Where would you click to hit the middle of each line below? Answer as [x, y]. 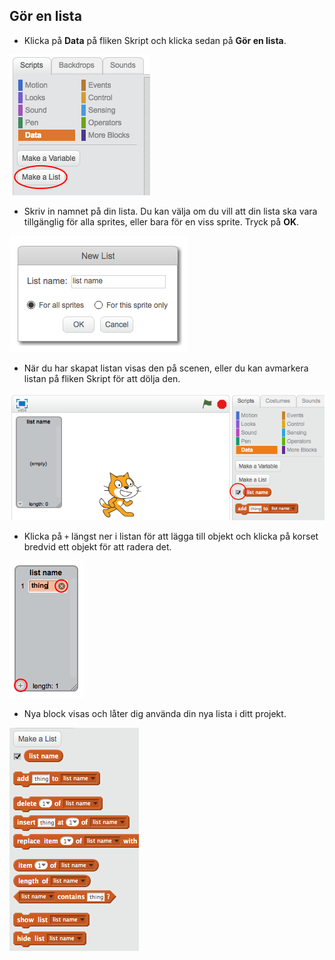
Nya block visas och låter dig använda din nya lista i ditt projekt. [155, 713]
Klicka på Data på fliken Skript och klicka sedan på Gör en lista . [155, 40]
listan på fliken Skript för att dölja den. [102, 378]
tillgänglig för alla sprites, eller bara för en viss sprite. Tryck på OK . [161, 221]
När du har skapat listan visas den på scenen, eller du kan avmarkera [166, 368]
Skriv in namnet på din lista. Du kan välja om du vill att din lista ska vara [170, 211]
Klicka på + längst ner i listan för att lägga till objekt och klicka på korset [171, 536]
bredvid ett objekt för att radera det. [97, 546]
